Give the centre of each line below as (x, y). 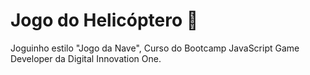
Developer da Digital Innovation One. (86, 58)
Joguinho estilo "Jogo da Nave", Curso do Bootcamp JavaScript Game (155, 48)
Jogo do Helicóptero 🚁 (104, 20)
